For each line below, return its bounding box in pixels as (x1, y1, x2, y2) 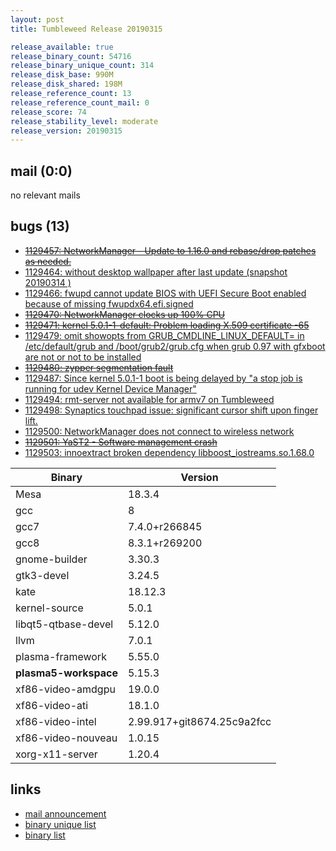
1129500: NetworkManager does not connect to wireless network (24, 425, 295, 437)
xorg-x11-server (15, 747, 98, 761)
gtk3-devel (15, 568, 70, 582)
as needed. (24, 255, 72, 267)
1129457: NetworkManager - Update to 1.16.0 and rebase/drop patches (24, 244, 317, 256)
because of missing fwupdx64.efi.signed (24, 297, 194, 310)
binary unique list (24, 818, 97, 830)
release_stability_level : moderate (10, 116, 159, 126)
